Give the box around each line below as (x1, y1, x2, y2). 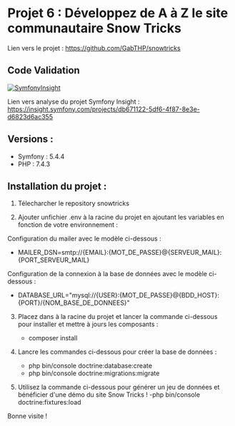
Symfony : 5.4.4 (17, 152, 65, 161)
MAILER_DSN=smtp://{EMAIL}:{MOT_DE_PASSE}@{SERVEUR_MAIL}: (17, 248, 222, 257)
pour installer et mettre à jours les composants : (17, 320, 159, 329)
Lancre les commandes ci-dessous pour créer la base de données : (17, 348, 217, 356)
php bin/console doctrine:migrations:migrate (28, 369, 160, 377)
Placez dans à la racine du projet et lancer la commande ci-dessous (17, 313, 218, 321)
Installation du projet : (7, 180, 107, 192)
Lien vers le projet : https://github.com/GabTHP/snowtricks (7, 44, 181, 52)
